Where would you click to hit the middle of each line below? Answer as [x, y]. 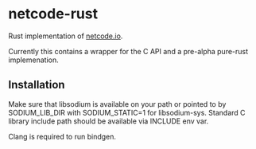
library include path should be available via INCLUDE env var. [109, 121]
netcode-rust [53, 14]
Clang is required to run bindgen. [62, 136]
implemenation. [34, 60]
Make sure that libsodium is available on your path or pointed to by [117, 104]
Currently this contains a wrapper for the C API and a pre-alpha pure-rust [128, 51]
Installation [37, 85]
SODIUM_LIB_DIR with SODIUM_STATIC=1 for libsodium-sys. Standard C [127, 112]
